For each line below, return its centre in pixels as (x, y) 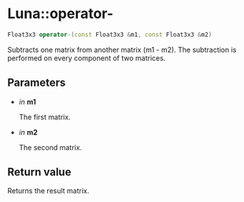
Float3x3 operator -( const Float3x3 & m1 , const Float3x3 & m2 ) (110, 35)
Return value (39, 173)
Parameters (37, 83)
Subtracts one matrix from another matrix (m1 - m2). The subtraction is (122, 50)
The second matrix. (50, 147)
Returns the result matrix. (48, 191)
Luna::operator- (61, 14)
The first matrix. (45, 117)
